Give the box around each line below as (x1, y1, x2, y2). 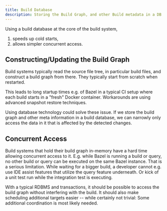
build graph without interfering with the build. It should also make (5, 189, 139, 195)
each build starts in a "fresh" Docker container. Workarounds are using (5, 94, 151, 100)
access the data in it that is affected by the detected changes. (5, 120, 132, 126)
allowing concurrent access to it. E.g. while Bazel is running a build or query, (5, 153, 162, 159)
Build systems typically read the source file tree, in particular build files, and (5, 69, 161, 75)
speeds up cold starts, (12, 36, 59, 42)
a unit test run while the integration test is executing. (5, 174, 113, 180)
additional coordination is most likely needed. (5, 200, 98, 206)
